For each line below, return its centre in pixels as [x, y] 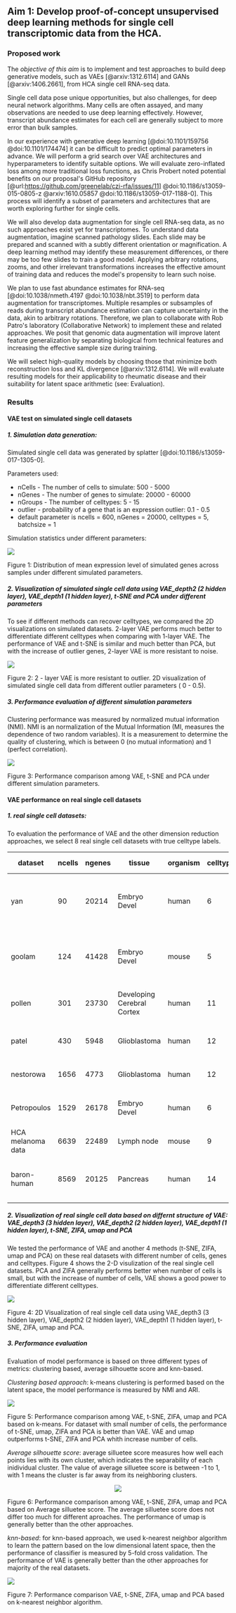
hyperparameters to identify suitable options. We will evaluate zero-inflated [116, 163]
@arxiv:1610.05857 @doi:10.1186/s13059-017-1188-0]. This [128, 193]
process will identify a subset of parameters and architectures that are [109, 200]
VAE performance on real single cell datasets [74, 799]
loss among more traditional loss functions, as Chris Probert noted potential [117, 171]
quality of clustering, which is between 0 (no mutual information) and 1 [109, 742]
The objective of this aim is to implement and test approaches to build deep [117, 69]
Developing [137, 994]
